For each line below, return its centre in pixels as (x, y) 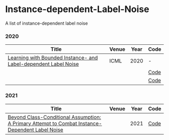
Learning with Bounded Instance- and (53, 58)
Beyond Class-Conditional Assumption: (55, 117)
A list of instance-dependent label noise (47, 23)
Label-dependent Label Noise (43, 64)
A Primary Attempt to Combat (43, 123)
